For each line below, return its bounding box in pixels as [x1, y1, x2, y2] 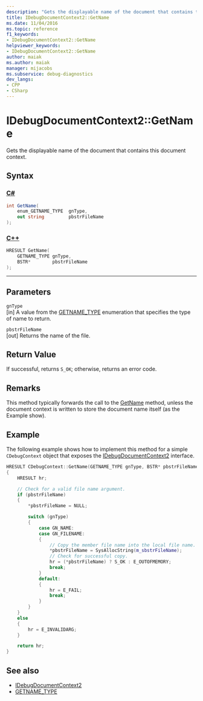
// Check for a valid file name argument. [17, 486, 126, 492]
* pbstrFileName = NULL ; [28, 503, 88, 509]
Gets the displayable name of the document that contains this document [6, 147, 186, 154]
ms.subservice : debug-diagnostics [6, 71, 94, 77]
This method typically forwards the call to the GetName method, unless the [6, 399, 193, 407]
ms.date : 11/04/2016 [6, 20, 59, 26]
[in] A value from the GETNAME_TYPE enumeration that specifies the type [6, 308, 191, 316]
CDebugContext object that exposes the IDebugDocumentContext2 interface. [6, 452, 195, 459]
